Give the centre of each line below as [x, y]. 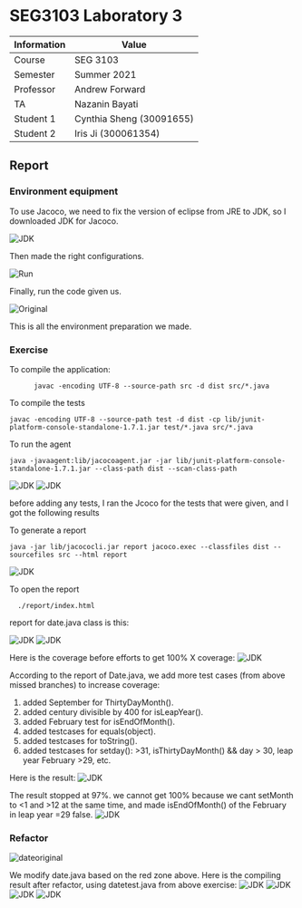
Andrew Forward [110, 89]
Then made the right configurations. [77, 256]
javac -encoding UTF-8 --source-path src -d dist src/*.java [151, 386]
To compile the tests [48, 402]
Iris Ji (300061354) [117, 133]
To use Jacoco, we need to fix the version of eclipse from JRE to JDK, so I [148, 211]
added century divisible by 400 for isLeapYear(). [113, 711]
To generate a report [48, 530]
